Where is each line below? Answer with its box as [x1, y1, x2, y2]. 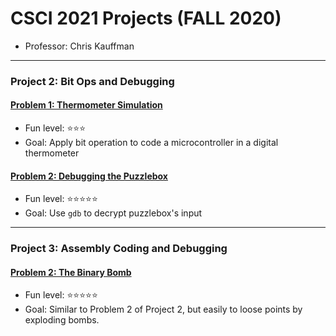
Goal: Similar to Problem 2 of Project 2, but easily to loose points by [24, 303, 303, 316]
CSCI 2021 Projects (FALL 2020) [10, 7, 282, 30]
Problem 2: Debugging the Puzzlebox [10, 170, 168, 182]
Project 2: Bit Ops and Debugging [10, 74, 175, 88]
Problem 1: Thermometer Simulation [10, 99, 163, 111]
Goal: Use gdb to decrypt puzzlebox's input [24, 207, 203, 219]
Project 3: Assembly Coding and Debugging [10, 242, 228, 256]
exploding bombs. [24, 314, 100, 326]
